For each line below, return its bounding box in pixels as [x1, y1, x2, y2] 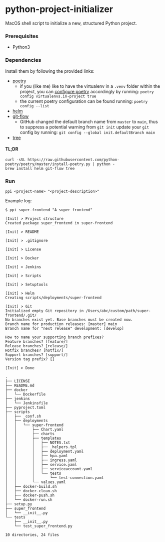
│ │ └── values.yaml [5, 480, 66, 485]
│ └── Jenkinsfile [5, 400, 48, 406]
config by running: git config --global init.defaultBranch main [19, 129, 155, 135]
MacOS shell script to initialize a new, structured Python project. [5, 20, 137, 26]
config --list [19, 103, 49, 108]
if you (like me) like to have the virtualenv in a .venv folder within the [19, 83, 160, 89]
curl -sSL [5, 157, 26, 162]
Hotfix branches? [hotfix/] [5, 348, 64, 353]
